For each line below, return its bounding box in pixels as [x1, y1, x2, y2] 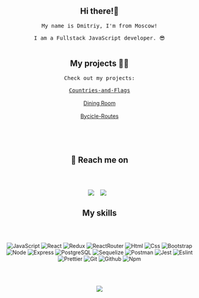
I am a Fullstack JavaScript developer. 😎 [34, 34, 165, 42]
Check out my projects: [63, 74, 136, 81]
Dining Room [83, 99, 116, 107]
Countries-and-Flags [68, 87, 131, 93]
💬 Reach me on [70, 155, 129, 165]
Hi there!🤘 [80, 6, 119, 16]
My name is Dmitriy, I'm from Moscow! [42, 22, 157, 29]
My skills [82, 208, 117, 218]
